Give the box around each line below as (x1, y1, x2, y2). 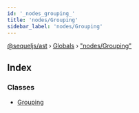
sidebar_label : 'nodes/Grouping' (7, 23, 103, 30)
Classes (7, 82, 35, 92)
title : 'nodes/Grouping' (7, 17, 78, 23)
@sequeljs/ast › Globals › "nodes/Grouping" (7, 42, 132, 50)
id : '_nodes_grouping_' (7, 10, 76, 17)
